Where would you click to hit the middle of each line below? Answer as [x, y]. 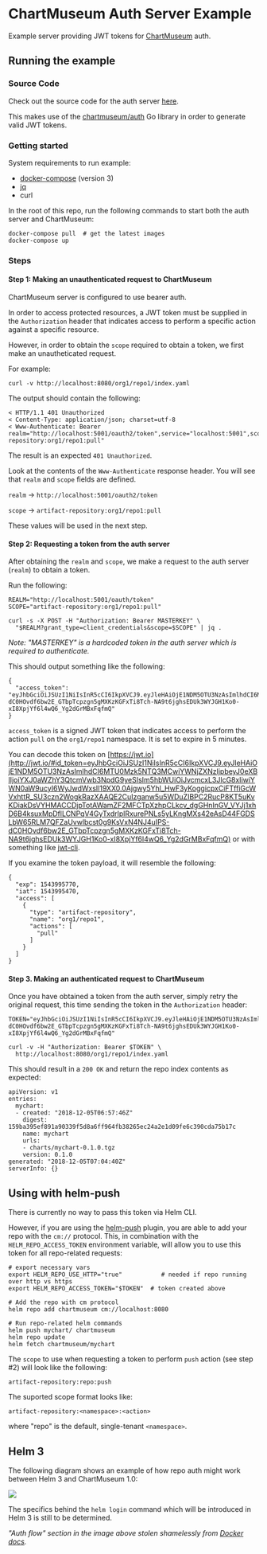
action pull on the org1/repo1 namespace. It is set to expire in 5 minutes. [128, 739]
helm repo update [37, 1337]
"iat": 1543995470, [48, 892]
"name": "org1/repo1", [67, 920]
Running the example [62, 61]
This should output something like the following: [87, 666]
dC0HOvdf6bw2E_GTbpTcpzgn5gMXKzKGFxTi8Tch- [95, 831]
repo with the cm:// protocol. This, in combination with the [103, 1236]
